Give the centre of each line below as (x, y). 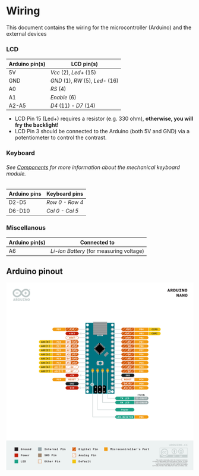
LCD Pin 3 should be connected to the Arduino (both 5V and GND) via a (102, 131)
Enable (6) (63, 97)
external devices (26, 33)
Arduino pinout (35, 272)
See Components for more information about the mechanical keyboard (93, 167)
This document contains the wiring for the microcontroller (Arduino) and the (99, 27)
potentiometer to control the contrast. (61, 137)
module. (16, 173)
